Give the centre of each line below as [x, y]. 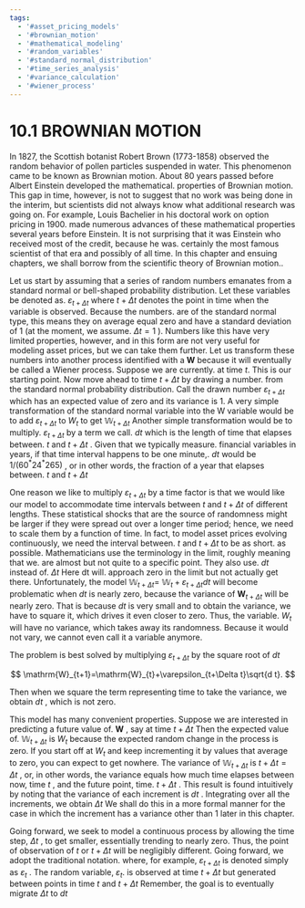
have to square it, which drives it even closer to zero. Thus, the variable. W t [151, 616]
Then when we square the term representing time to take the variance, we [148, 692]
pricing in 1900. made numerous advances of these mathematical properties [152, 224]
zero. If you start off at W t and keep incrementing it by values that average [149, 752]
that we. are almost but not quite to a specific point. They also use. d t [139, 563]
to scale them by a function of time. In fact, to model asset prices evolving [148, 534]
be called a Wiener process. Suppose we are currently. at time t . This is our [150, 370]
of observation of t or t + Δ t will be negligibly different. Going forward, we [147, 851]
